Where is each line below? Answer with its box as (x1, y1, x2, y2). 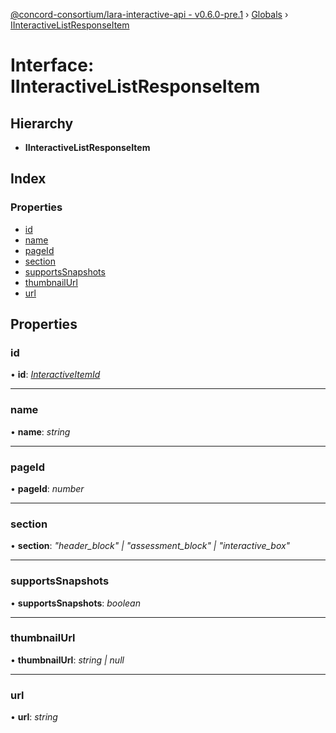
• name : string (10, 425, 71, 438)
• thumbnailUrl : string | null (10, 654, 125, 666)
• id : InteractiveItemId (10, 369, 101, 381)
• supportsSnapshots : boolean (10, 597, 141, 609)
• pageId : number (10, 482, 85, 494)
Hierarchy (10, 115, 74, 132)
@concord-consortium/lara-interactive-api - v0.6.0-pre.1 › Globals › (10, 9, 289, 20)
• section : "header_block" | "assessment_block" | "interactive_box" (10, 540, 291, 552)
